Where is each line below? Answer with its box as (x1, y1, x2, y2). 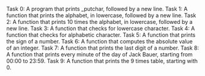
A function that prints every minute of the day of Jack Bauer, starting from (6, 51, 193, 58)
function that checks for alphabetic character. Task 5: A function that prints (6, 31, 196, 39)
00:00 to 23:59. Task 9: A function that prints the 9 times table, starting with (6, 58, 198, 64)
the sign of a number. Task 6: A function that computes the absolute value (6, 38, 193, 45)
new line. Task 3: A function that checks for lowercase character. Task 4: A (6, 25, 195, 32)
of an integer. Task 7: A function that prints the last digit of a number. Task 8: (6, 44, 199, 51)
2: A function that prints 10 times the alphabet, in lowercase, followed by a (6, 18, 193, 25)
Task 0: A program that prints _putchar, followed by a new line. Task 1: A (6, 6, 188, 12)
